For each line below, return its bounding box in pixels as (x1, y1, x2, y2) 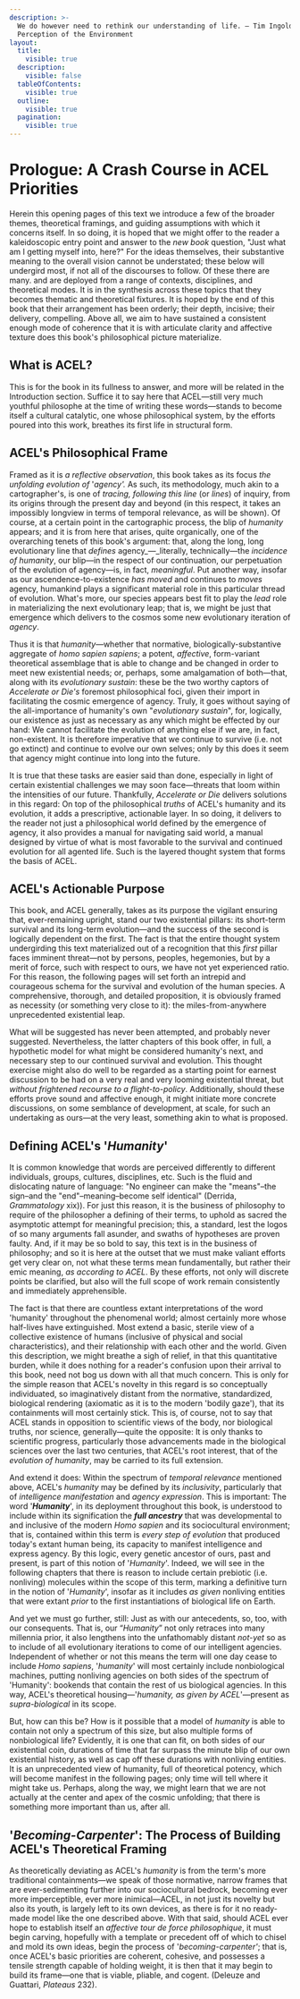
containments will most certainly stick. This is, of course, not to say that (9, 1408, 273, 1419)
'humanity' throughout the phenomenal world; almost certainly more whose (9, 1312, 287, 1324)
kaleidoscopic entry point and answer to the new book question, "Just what (9, 236, 287, 247)
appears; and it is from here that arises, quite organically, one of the (9, 526, 259, 537)
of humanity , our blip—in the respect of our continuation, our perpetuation (9, 555, 283, 565)
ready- (253, 1903, 279, 1914)
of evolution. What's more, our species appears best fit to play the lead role (9, 592, 287, 604)
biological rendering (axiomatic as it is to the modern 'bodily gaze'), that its (9, 1398, 285, 1409)
